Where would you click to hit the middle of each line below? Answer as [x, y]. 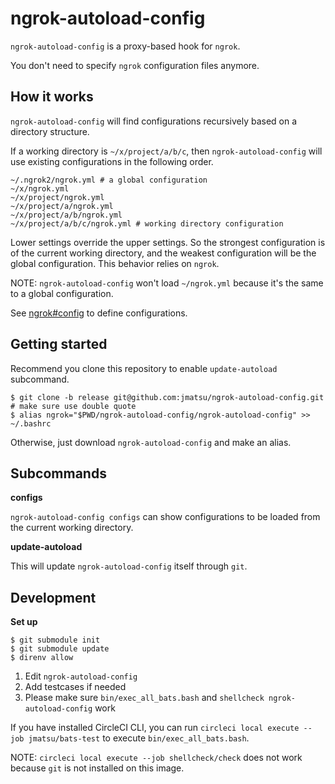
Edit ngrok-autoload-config [81, 676]
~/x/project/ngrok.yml [57, 197]
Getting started [59, 344]
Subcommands [58, 473]
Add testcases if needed [75, 687]
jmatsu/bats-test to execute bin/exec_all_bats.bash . [139, 738]
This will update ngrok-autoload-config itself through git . [129, 566]
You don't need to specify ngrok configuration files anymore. [135, 65]
